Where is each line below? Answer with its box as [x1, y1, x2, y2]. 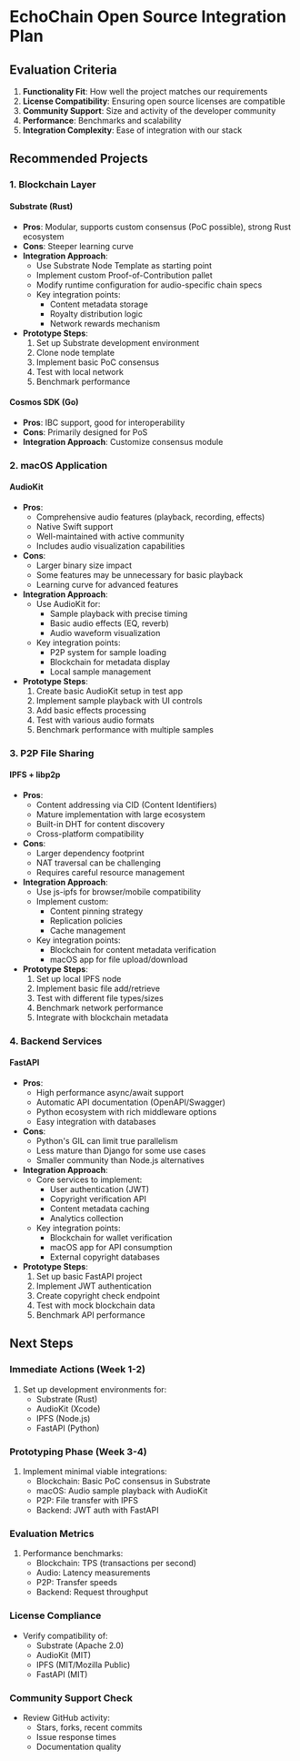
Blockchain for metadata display [49, 656, 171, 667]
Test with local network [35, 366, 125, 377]
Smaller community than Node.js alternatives [35, 1155, 205, 1166]
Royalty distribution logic [49, 308, 144, 319]
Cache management [49, 925, 126, 936]
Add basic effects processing [35, 704, 147, 715]
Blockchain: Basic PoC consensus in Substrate [35, 1476, 211, 1487]
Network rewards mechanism [49, 318, 161, 329]
